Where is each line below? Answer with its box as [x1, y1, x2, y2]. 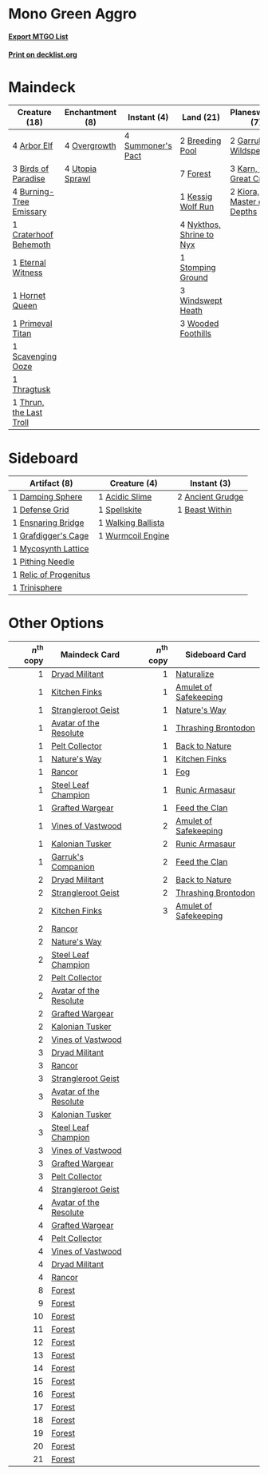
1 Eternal [12, 257, 46, 268]
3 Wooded [179, 318, 219, 329]
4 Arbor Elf [12, 141, 53, 152]
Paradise [12, 173, 45, 185]
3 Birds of [12, 163, 49, 174]
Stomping [179, 262, 217, 273]
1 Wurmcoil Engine [98, 531, 170, 542]
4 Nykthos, [179, 219, 221, 230]
